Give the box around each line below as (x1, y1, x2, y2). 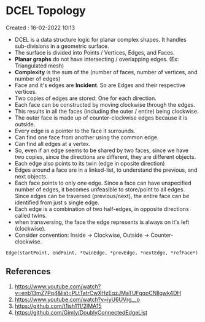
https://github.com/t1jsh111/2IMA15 (14, 302, 102, 310)
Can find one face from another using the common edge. (14, 133, 159, 141)
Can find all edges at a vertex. (14, 140, 91, 147)
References (6, 266, 51, 277)
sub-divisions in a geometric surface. (14, 42, 109, 50)
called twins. (14, 212, 47, 219)
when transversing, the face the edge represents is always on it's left (14, 218, 190, 226)
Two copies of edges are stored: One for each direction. (14, 94, 157, 102)
